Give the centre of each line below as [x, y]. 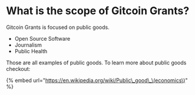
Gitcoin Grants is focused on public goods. [58, 27]
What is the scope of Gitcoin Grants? [98, 11]
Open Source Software [42, 38]
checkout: [18, 68]
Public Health [31, 51]
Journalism [28, 45]
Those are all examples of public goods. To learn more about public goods [96, 63]
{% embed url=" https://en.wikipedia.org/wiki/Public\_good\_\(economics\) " [97, 80]
